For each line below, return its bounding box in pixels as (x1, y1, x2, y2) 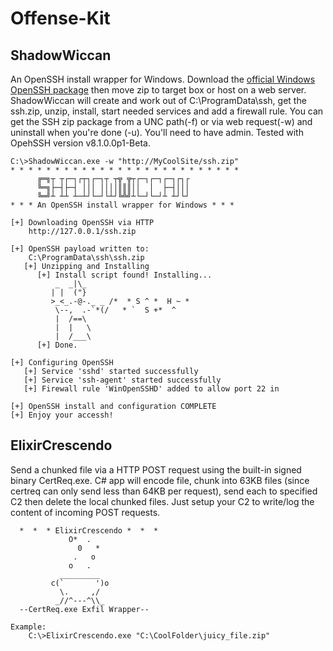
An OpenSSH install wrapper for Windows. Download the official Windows (10, 73, 316, 85)
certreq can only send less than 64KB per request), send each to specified (10, 485, 318, 497)
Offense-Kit (10, 7, 111, 30)
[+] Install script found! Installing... (36, 270, 213, 280)
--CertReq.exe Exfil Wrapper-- (19, 604, 150, 614)
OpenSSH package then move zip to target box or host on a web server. (10, 84, 307, 96)
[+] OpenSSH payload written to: (10, 244, 150, 254)
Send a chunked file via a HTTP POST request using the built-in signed (10, 463, 302, 476)
